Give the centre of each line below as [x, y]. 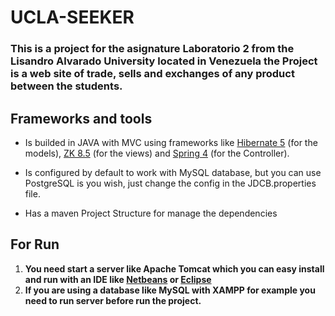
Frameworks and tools [81, 118]
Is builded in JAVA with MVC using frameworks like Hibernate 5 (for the [171, 142]
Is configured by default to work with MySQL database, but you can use [173, 172]
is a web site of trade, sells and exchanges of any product [152, 74]
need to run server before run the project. [113, 300]
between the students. [66, 86]
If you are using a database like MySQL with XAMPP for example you [170, 290]
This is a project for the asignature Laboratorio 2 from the [152, 49]
